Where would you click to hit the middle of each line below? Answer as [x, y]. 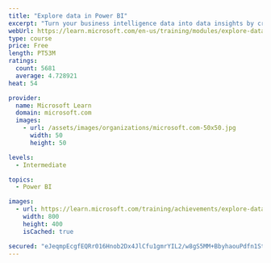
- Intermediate [41, 165]
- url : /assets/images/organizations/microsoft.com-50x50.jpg [129, 128]
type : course [30, 38]
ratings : [23, 61]
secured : [23, 246]
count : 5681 [36, 69]
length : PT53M [32, 53]
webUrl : [21, 31]
